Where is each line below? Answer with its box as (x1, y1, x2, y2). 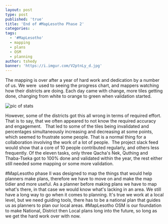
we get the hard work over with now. (5, 213, 81, 219)
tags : (5, 31, 17, 36)
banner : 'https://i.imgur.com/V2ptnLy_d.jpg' (5, 63, 102, 68)
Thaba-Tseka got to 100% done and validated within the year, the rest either (5, 155, 162, 161)
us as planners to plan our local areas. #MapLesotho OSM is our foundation (5, 202, 162, 208)
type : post (5, 12, 28, 17)
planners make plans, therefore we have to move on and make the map (5, 176, 152, 182)
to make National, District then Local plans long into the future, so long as (5, 208, 157, 214)
